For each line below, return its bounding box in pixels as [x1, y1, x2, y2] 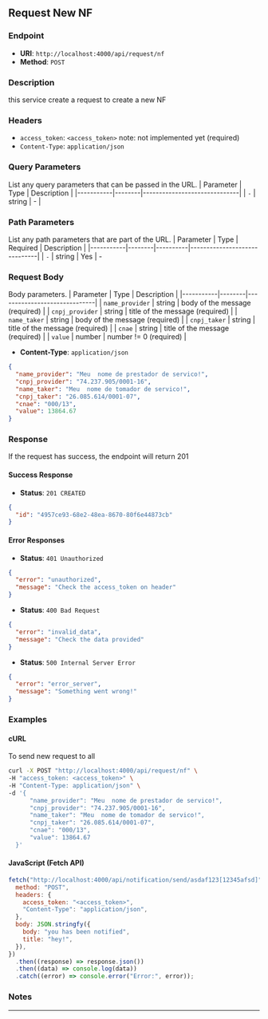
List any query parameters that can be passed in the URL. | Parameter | [8, 180, 242, 189]
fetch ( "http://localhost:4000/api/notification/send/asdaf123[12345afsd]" [8, 875, 262, 884]
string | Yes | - [55, 251, 102, 261]
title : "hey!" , [22, 935, 73, 943]
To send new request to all [8, 752, 96, 761]
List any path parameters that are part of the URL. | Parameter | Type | [8, 235, 238, 244]
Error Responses [8, 535, 65, 545]
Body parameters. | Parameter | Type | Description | [8, 290, 179, 299]
